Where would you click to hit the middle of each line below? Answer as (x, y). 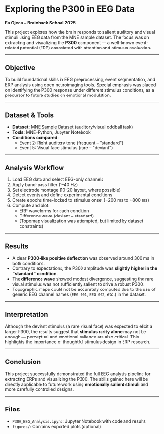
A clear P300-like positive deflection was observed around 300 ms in (83, 258)
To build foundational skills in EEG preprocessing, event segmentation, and (80, 79)
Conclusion (23, 362)
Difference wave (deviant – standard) (57, 216)
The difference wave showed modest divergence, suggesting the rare (83, 279)
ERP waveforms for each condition (54, 211)
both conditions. (29, 264)
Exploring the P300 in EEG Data (70, 9)
